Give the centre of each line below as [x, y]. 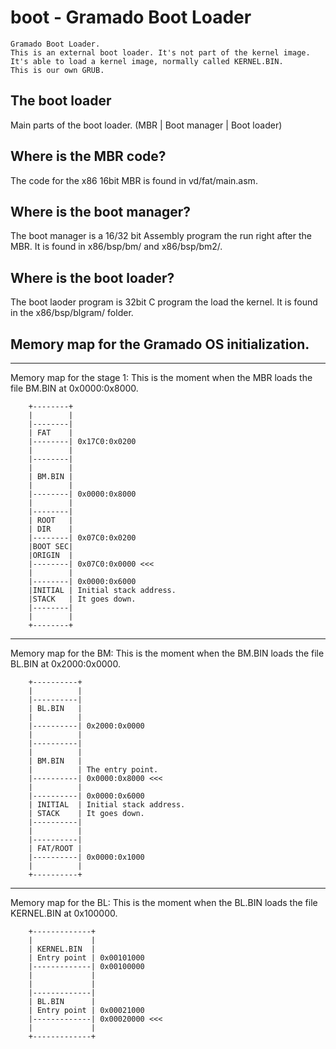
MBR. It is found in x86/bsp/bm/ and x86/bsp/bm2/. [116, 247]
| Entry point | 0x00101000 [86, 958]
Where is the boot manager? [100, 211]
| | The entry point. [93, 770]
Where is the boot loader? [92, 277]
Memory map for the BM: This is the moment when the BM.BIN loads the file [167, 653]
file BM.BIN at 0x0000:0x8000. [74, 388]
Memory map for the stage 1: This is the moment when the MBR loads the [161, 377]
